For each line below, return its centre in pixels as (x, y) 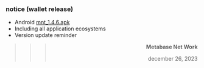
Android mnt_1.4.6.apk (42, 22)
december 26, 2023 (173, 59)
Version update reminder (46, 35)
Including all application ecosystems (60, 29)
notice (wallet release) (40, 9)
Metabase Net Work (172, 47)
